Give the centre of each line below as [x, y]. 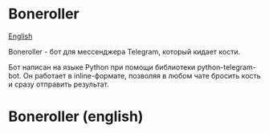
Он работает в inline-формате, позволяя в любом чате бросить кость [142, 75]
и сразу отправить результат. [59, 84]
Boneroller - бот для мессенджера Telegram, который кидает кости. [124, 51]
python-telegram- [227, 67]
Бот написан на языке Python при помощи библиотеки [102, 67]
